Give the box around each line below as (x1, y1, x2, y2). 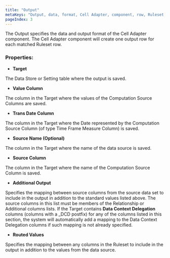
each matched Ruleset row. (5, 41, 62, 48)
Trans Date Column (12, 110, 54, 116)
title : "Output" (5, 7, 39, 13)
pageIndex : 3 (5, 17, 33, 22)
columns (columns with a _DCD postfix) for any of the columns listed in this (5, 211, 162, 217)
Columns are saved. (5, 100, 47, 106)
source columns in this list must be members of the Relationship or (5, 200, 144, 206)
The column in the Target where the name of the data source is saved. (5, 145, 152, 151)
